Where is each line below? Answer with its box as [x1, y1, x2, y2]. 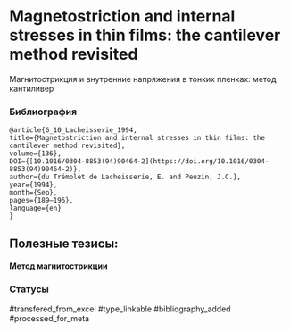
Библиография [9, 105, 78, 118]
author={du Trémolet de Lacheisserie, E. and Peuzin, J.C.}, [9, 172, 242, 182]
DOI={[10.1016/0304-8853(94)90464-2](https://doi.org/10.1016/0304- [9, 157, 269, 166]
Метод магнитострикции [9, 261, 108, 271]
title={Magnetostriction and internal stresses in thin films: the [9, 134, 266, 143]
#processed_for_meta [9, 312, 90, 323]
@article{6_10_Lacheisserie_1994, [9, 126, 138, 135]
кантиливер [9, 83, 54, 94]
